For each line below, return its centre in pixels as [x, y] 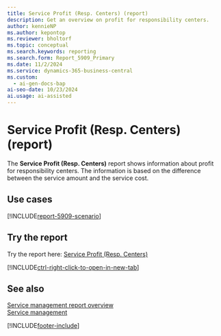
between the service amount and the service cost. [78, 178]
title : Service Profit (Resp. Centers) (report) [78, 13]
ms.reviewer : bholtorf [39, 39]
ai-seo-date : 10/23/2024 [42, 90]
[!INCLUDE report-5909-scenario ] [54, 216]
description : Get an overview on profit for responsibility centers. [108, 20]
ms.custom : [23, 77]
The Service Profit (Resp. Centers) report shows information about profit [110, 163]
